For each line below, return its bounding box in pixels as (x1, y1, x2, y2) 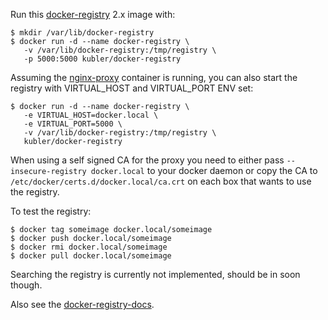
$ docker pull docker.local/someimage (10, 251, 172, 261)
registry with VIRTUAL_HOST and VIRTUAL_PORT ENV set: (10, 82, 254, 94)
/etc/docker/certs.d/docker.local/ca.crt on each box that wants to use (10, 175, 312, 187)
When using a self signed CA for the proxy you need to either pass (10, 154, 285, 166)
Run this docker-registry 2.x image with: (10, 9, 176, 20)
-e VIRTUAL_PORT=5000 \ (23, 119, 123, 129)
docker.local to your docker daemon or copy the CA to (90, 165, 318, 176)
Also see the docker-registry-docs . (10, 299, 155, 310)
